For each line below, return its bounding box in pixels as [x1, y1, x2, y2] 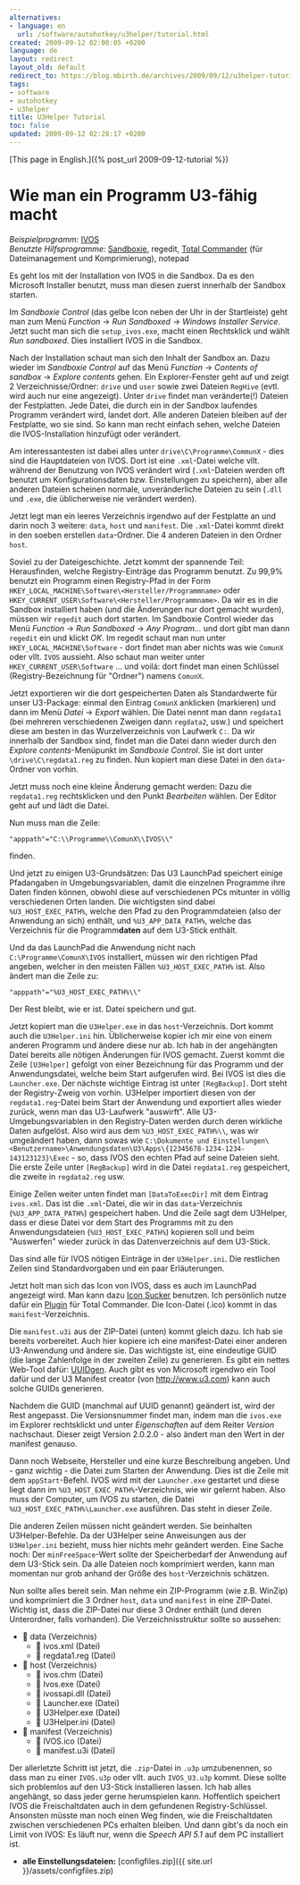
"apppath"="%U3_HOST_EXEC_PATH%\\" [9, 987, 142, 997]
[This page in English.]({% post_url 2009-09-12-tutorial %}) [9, 154, 229, 165]
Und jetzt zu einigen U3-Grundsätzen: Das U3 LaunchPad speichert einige [9, 867, 283, 878]
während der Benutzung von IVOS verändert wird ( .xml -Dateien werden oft [9, 464, 286, 475]
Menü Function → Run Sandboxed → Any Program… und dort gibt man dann [9, 622, 290, 633]
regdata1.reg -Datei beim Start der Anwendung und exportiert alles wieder [9, 1096, 282, 1107]
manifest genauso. [9, 1438, 78, 1449]
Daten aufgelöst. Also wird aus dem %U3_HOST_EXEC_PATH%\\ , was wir [9, 1125, 259, 1136]
